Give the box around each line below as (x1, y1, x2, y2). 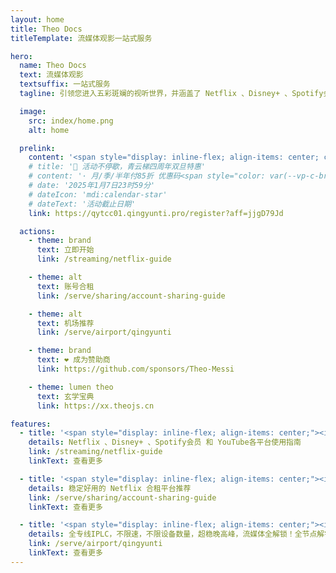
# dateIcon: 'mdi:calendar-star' (28, 189, 168, 200)
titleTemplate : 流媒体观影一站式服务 (10, 33, 153, 43)
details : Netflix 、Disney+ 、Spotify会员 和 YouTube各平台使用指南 (28, 437, 302, 448)
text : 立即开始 (36, 245, 95, 255)
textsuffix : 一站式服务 (19, 79, 111, 90)
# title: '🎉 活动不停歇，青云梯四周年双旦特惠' (28, 162, 206, 172)
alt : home (28, 125, 70, 135)
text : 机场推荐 (36, 318, 95, 328)
